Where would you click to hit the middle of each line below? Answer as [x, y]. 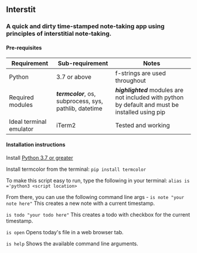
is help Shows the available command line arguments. [72, 244]
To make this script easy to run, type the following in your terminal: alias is [98, 180]
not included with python [150, 97]
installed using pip [140, 112]
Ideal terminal [28, 122]
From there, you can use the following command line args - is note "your [95, 197]
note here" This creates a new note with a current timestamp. [81, 203]
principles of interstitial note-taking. [59, 33]
